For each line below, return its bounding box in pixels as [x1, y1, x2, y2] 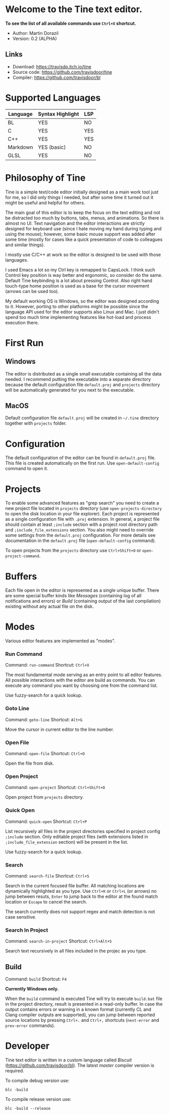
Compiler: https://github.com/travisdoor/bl [12, 74, 101, 80]
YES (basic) [37, 143, 66, 150]
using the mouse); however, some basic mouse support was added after [5, 231, 155, 237]
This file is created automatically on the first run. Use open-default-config [5, 460, 159, 466]
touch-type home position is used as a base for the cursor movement [5, 282, 149, 289]
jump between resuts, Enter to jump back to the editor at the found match [5, 893, 158, 899]
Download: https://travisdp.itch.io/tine [12, 63, 92, 69]
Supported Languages [5, 92, 101, 103]
